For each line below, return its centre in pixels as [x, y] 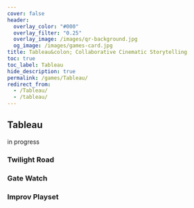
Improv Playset [33, 196]
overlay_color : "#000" [46, 26]
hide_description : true [42, 71]
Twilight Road [31, 160]
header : [18, 20]
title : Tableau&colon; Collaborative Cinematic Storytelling [97, 53]
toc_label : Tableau [35, 65]
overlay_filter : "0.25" [47, 33]
